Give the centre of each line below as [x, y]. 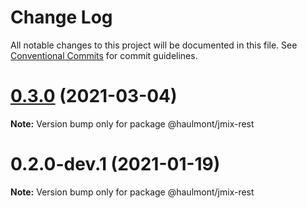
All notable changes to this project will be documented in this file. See [154, 45]
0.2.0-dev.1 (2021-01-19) [115, 164]
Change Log [61, 17]
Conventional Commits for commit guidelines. [104, 55]
